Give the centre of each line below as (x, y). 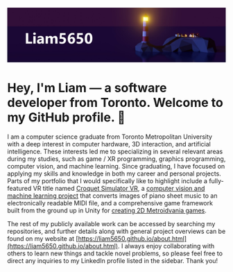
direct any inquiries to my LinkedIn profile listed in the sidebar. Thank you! (113, 260)
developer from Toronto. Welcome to (115, 103)
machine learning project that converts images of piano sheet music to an (112, 196)
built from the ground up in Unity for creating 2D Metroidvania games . (107, 210)
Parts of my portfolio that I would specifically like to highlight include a (107, 180)
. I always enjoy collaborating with (166, 246)
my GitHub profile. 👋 (67, 118)
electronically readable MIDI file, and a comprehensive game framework (110, 203)
